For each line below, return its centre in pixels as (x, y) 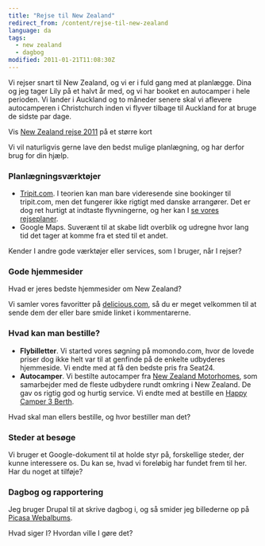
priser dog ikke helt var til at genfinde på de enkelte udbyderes (122, 359)
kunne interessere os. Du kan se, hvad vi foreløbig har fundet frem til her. (128, 463)
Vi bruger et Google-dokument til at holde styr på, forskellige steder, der (126, 455)
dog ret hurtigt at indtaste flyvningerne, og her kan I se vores (119, 211)
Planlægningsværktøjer (55, 176)
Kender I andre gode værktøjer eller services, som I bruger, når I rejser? (125, 251)
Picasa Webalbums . (40, 518)
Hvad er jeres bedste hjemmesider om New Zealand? (95, 289)
